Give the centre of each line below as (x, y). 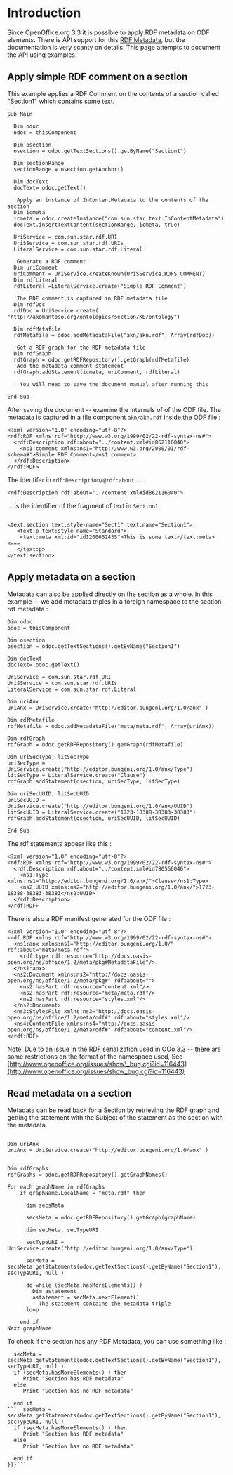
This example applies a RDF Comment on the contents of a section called (113, 93)
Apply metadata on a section (71, 577)
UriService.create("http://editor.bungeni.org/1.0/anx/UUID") (100, 806)
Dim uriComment (36, 267)
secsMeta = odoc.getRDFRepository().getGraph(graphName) (111, 1218)
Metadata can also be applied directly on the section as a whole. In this (110, 594)
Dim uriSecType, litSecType (48, 757)
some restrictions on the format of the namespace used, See (95, 1056)
